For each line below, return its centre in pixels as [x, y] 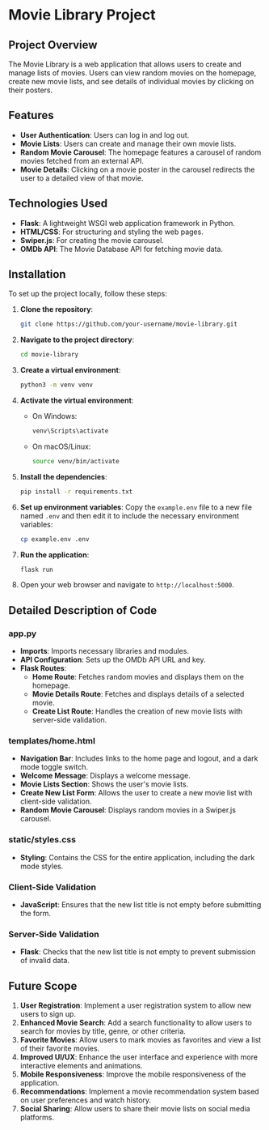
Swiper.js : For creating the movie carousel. [92, 240]
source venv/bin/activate [76, 461]
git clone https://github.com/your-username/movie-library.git [129, 324]
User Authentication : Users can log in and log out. [105, 134]
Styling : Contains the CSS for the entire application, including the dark [137, 857]
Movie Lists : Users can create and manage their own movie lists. [128, 143]
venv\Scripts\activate [70, 431]
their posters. [31, 90]
